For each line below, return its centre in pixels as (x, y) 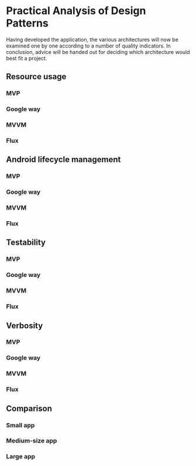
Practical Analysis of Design (76, 11)
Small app (20, 425)
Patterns (27, 23)
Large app (21, 457)
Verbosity (25, 325)
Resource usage (36, 77)
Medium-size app (32, 441)
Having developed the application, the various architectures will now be (92, 39)
